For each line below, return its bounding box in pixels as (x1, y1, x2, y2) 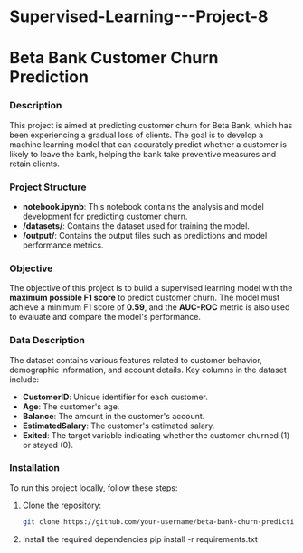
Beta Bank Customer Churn (9, 48, 219, 69)
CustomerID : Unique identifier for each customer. (22, 391, 208, 402)
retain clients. (9, 158, 61, 169)
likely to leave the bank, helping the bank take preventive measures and (9, 148, 277, 159)
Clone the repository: (22, 500, 102, 511)
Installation (9, 462, 61, 474)
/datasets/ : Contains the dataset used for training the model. (22, 220, 251, 231)
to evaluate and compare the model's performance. (9, 312, 202, 323)
